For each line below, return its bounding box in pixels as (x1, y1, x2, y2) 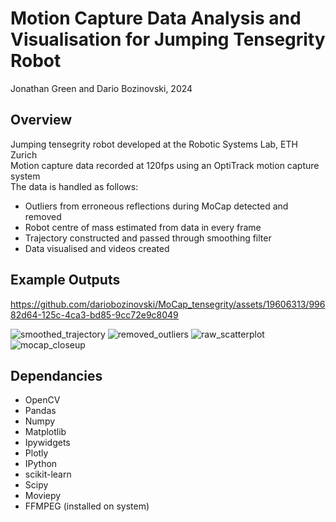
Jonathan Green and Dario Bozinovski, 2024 (10, 82, 193, 94)
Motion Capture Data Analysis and (10, 7, 302, 30)
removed (24, 210, 62, 222)
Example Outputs (10, 272, 121, 289)
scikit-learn (24, 468, 72, 481)
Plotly (24, 447, 49, 459)
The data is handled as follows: (10, 180, 139, 192)
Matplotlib (24, 426, 67, 438)
